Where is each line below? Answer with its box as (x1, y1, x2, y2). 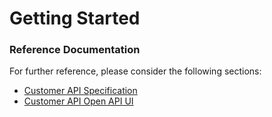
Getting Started (9, 7, 141, 30)
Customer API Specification (23, 85, 138, 97)
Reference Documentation (9, 43, 141, 57)
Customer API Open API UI (23, 95, 134, 107)
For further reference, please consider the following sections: (9, 65, 262, 77)
